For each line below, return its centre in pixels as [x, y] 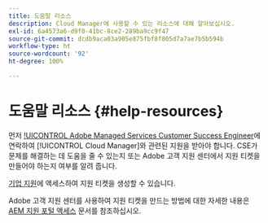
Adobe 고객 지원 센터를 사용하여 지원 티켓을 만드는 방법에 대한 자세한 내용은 [129, 200]
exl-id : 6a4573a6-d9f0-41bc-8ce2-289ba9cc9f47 [89, 31]
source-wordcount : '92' [49, 54]
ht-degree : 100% [36, 62]
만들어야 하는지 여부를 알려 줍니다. [63, 166]
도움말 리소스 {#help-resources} [116, 111]
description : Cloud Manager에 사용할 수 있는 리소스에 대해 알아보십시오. [122, 24]
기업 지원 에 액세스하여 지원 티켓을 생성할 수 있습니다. [92, 183]
